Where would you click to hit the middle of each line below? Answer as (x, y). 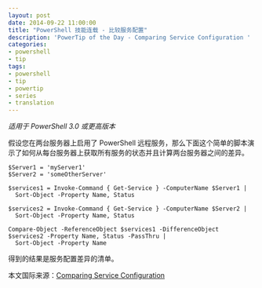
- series (22, 96)
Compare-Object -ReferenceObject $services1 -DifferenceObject (114, 230)
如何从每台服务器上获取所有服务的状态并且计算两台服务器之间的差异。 (135, 153)
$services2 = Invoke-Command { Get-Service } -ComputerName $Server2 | (127, 209)
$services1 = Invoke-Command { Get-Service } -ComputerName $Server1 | (127, 188)
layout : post (29, 15)
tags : (17, 67)
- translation (31, 103)
